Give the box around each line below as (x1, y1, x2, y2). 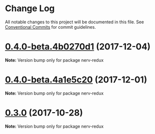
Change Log (5, 3, 55, 14)
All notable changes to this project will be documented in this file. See (5, 19, 144, 25)
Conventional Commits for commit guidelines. (5, 24, 96, 30)
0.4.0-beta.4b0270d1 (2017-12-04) (5, 41, 151, 52)
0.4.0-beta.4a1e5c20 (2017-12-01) (5, 74, 147, 85)
